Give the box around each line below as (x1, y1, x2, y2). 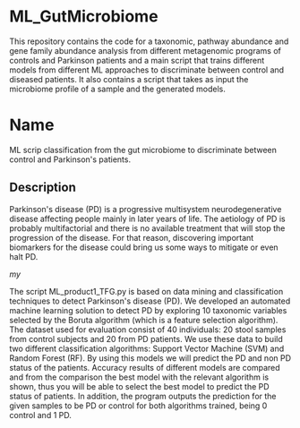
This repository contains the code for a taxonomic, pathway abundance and (9, 36, 289, 47)
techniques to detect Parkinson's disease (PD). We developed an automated (9, 295, 291, 306)
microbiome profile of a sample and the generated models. (9, 83, 226, 94)
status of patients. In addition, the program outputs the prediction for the (9, 390, 277, 401)
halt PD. (9, 251, 39, 261)
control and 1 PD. (9, 409, 72, 420)
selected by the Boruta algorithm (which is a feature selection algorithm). (9, 314, 279, 325)
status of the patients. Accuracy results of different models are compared (9, 362, 280, 372)
